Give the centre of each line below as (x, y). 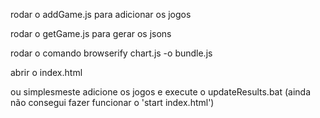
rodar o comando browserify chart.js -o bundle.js (111, 53)
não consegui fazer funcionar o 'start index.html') (112, 102)
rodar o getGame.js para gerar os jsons (91, 33)
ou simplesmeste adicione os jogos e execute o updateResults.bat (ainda (161, 92)
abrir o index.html (46, 72)
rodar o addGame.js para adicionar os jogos (101, 14)
